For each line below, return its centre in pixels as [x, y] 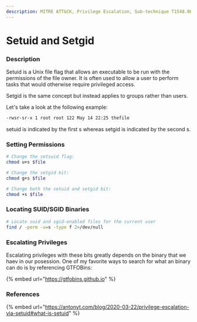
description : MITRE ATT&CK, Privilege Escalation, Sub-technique [87, 11]
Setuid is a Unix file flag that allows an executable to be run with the [88, 72]
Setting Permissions [35, 144]
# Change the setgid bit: [38, 173]
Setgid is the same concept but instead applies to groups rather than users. [97, 96]
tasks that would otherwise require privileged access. [71, 84]
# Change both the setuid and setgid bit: [59, 189]
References [23, 294]
